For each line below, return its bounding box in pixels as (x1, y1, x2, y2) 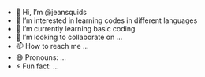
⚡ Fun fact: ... (15, 61, 59, 71)
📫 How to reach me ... (15, 42, 89, 50)
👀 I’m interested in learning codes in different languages (15, 16, 198, 25)
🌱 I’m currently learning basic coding (15, 24, 136, 33)
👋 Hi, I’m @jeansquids (15, 8, 87, 16)
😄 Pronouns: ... (15, 53, 67, 62)
